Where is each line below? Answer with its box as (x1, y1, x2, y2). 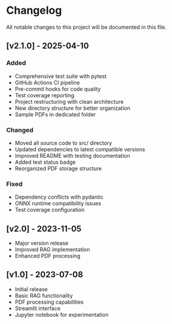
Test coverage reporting (14, 91, 75, 99)
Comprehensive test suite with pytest (14, 73, 107, 80)
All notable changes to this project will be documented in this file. (6, 23, 167, 31)
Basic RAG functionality (14, 292, 73, 299)
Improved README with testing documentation (14, 152, 130, 159)
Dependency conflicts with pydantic (14, 193, 104, 201)
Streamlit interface (14, 304, 61, 312)
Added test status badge (14, 158, 76, 166)
